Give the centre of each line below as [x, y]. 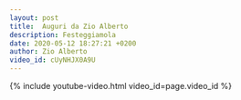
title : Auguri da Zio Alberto [69, 26]
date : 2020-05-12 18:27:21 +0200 [73, 43]
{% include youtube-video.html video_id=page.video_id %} [121, 86]
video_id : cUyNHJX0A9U [52, 60]
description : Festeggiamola [63, 35]
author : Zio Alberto [49, 52]
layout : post [34, 18]
